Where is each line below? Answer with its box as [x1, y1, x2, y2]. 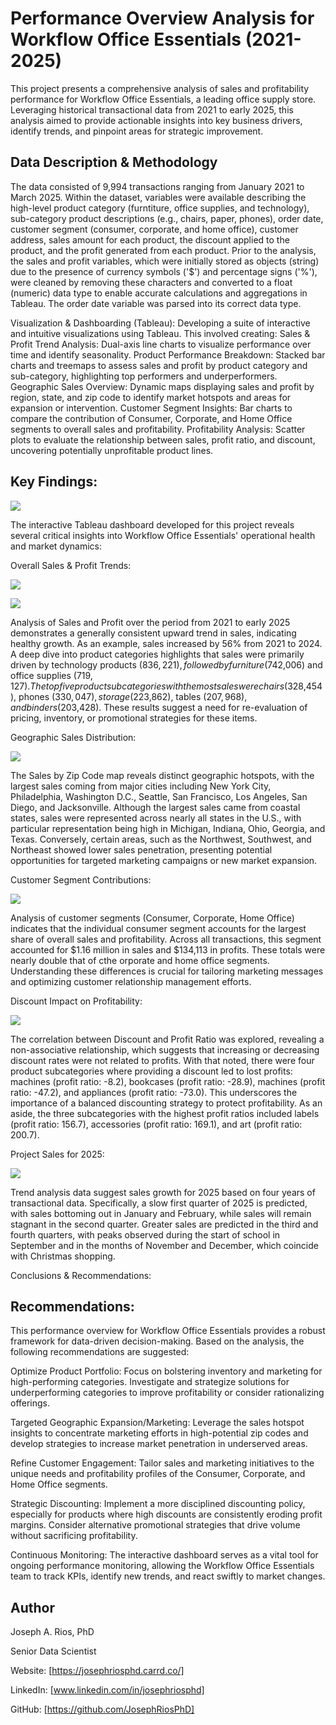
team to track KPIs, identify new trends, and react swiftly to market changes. [10, 1570, 326, 1582]
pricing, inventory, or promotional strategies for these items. [10, 712, 258, 724]
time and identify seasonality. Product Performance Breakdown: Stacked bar [10, 348, 326, 361]
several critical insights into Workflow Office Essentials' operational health [10, 529, 316, 541]
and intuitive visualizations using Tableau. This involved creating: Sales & [10, 327, 311, 339]
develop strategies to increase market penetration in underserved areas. [10, 1438, 308, 1450]
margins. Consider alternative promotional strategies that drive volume [10, 1519, 301, 1531]
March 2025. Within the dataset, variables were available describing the [10, 191, 307, 203]
